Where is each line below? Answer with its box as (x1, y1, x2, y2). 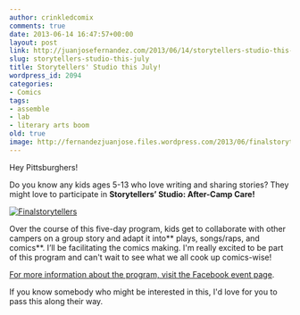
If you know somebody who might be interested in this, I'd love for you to (9, 286, 279, 297)
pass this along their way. (9, 295, 104, 306)
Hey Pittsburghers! (9, 162, 79, 172)
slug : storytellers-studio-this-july (9, 54, 150, 63)
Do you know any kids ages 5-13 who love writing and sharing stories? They (9, 179, 289, 190)
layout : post (9, 37, 58, 47)
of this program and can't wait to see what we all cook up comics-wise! (9, 252, 272, 262)
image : (9, 137, 34, 146)
